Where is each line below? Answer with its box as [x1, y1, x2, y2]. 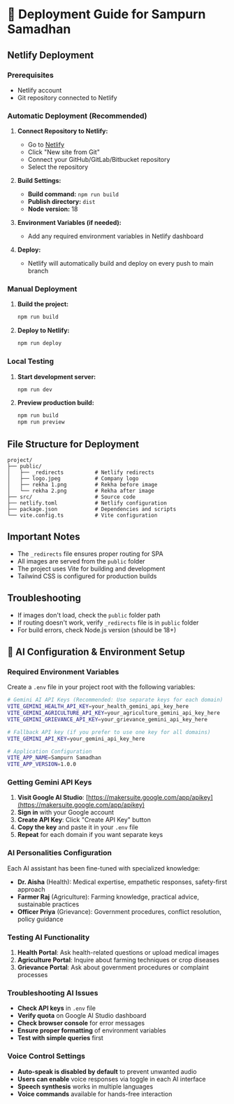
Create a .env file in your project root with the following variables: [7, 683, 196, 691]
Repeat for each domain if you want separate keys [17, 831, 163, 839]
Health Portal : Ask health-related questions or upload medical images [17, 948, 219, 957]
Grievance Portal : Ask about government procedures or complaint [17, 963, 210, 972]
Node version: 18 [27, 205, 78, 213]
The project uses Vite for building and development [17, 564, 166, 573]
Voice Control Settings [7, 1051, 86, 1061]
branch [27, 266, 49, 275]
